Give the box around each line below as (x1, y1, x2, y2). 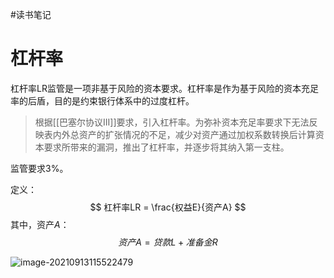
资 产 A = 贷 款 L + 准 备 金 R (118, 236, 218, 248)
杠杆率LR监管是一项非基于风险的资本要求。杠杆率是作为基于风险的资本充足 (10, 82, 319, 94)
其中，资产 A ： (10, 218, 70, 230)
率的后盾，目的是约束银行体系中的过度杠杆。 (10, 94, 195, 107)
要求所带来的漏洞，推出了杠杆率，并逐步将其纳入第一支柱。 (43, 141, 290, 153)
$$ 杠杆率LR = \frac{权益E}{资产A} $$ (89, 201, 247, 213)
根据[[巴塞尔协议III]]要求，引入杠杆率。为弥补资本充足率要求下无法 (34, 116, 310, 128)
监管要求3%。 (10, 162, 69, 174)
